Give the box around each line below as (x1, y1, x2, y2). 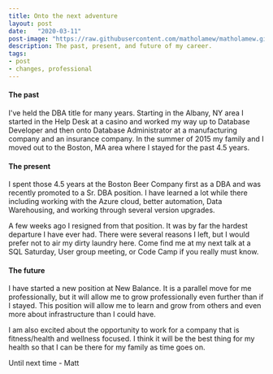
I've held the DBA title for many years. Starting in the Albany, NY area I (8, 107, 244, 118)
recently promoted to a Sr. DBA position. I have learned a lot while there (8, 188, 248, 198)
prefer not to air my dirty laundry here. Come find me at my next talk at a (8, 238, 251, 248)
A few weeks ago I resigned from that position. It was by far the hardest (8, 221, 248, 231)
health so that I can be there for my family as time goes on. (8, 342, 206, 352)
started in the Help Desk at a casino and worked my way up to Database (8, 116, 250, 126)
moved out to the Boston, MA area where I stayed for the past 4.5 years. (8, 142, 250, 152)
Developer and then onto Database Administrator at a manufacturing (8, 125, 238, 135)
